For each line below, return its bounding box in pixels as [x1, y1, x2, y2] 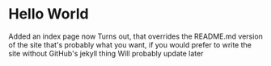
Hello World [8, 5, 89, 23]
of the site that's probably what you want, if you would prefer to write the [8, 39, 252, 49]
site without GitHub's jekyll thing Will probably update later [8, 48, 204, 58]
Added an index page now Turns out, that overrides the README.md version [8, 31, 263, 41]
